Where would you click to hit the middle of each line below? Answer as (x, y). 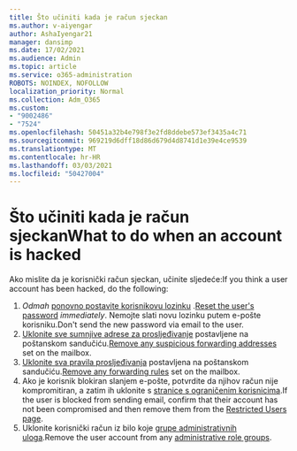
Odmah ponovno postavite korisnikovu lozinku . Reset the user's (138, 306)
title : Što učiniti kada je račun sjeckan (88, 17)
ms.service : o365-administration (71, 75)
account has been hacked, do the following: (89, 289)
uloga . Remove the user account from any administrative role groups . (147, 438)
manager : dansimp (41, 42)
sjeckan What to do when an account (146, 236)
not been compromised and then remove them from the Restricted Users (154, 409)
